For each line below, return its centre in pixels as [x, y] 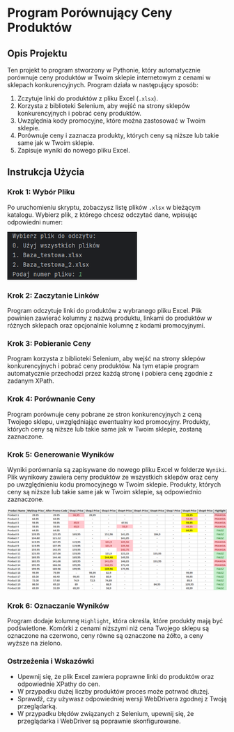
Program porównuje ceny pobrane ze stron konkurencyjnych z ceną [104, 414]
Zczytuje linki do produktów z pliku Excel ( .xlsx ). [88, 98]
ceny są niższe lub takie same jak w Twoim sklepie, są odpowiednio [104, 491]
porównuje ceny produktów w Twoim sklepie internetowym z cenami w [109, 77]
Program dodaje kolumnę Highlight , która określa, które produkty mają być [115, 621]
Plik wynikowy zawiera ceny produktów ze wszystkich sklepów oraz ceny [113, 477]
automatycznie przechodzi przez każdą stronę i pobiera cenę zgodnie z [110, 374]
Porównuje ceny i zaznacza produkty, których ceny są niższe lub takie [118, 135]
